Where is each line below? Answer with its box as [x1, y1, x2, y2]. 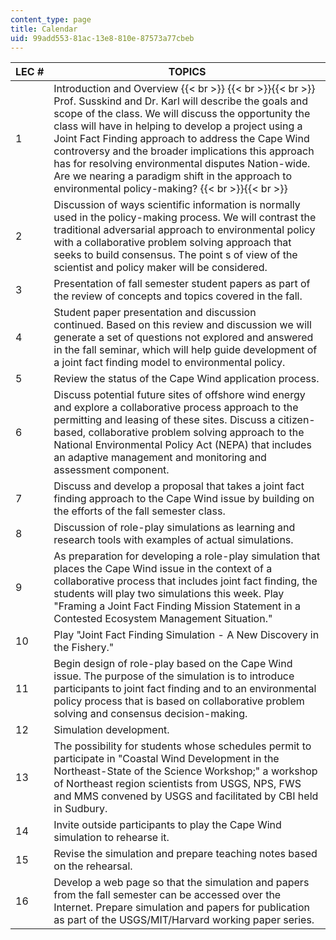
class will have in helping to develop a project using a [53, 119, 303, 133]
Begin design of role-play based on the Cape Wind [53, 657, 293, 671]
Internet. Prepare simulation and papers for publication [53, 901, 311, 915]
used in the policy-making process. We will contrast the [53, 211, 317, 225]
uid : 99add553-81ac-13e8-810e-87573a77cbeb [10, 33, 195, 43]
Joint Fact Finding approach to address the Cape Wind [53, 132, 310, 146]
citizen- [277, 413, 316, 427]
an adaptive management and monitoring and [53, 451, 267, 465]
